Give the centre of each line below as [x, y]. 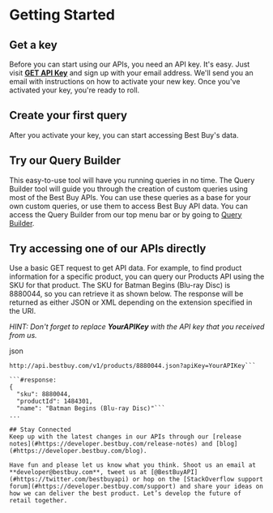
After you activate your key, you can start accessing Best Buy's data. [124, 135]
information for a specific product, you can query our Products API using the [137, 276]
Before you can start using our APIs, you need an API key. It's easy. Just [130, 64]
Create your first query [68, 115]
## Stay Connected [40, 430]
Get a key [33, 45]
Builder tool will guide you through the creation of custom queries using [128, 189]
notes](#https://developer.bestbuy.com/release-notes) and [111, 444]
